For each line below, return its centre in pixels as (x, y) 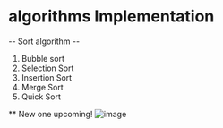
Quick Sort (41, 97)
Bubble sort (43, 58)
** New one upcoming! (51, 114)
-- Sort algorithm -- (44, 41)
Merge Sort (42, 87)
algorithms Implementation (111, 17)
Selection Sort (47, 68)
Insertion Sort (47, 77)
